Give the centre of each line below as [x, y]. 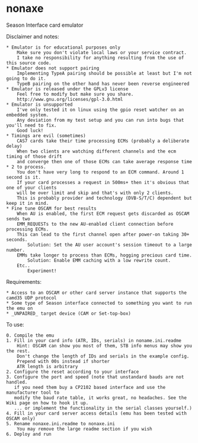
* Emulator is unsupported [39, 105]
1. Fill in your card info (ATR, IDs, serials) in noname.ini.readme [94, 340]
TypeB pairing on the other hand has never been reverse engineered [103, 84]
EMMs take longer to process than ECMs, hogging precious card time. [105, 255]
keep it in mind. [28, 203]
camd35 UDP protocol [32, 298]
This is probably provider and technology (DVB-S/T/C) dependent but [105, 198]
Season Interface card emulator [45, 25]
